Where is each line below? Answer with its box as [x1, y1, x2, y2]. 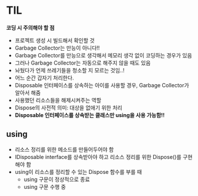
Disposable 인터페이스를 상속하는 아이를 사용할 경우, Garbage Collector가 [14, 81, 190, 88]
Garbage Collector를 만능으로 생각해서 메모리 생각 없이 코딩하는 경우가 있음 [14, 51, 193, 59]
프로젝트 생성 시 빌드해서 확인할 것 [14, 36, 95, 44]
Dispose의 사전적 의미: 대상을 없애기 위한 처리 [14, 104, 122, 111]
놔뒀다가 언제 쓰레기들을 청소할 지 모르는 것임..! [14, 66, 125, 73]
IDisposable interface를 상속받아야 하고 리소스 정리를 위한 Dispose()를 [14, 153, 182, 160]
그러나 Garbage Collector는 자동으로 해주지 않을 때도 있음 [14, 59, 151, 66]
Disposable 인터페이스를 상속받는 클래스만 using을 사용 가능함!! [14, 111, 165, 118]
